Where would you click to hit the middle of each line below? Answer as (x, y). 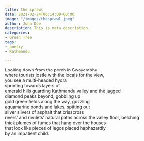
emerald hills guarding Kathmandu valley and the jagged (63, 91)
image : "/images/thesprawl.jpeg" (40, 19)
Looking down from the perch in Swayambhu (51, 70)
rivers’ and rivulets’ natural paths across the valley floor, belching (72, 117)
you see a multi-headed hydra (36, 80)
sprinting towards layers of (33, 85)
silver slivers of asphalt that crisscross (45, 112)
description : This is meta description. (48, 28)
